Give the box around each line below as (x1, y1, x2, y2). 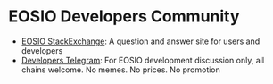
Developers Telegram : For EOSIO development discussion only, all (21, 55, 265, 65)
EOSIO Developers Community (8, 6, 240, 27)
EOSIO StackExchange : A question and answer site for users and (21, 36, 261, 46)
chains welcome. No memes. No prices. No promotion (21, 64, 220, 75)
